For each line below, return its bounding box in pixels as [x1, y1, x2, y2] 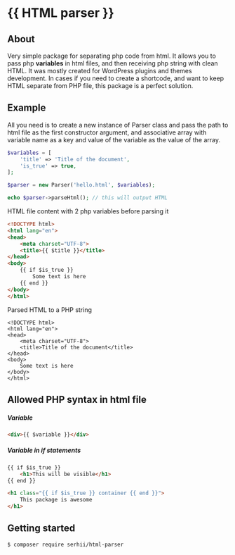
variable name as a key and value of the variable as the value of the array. [7, 135, 221, 144]
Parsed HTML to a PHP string [7, 305, 93, 314]
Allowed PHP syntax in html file [7, 393, 147, 406]
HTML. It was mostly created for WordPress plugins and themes [7, 67, 192, 75]
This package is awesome [20, 497, 93, 504]
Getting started [7, 523, 76, 535]
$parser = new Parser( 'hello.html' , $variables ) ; [7, 182, 156, 189]
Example [7, 102, 46, 114]
